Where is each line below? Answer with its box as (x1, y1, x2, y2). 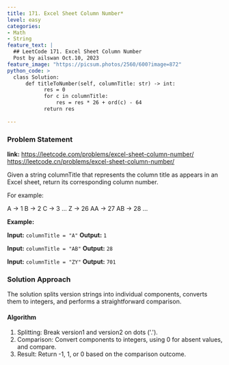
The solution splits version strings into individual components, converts (7, 290, 208, 299)
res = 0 (43, 86, 66, 93)
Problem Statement (7, 134, 73, 144)
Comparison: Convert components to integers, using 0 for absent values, (16, 336, 223, 344)
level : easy (7, 16, 41, 23)
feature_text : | (7, 42, 53, 49)
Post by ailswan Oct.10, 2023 (13, 55, 99, 62)
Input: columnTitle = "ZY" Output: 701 (7, 257, 116, 266)
